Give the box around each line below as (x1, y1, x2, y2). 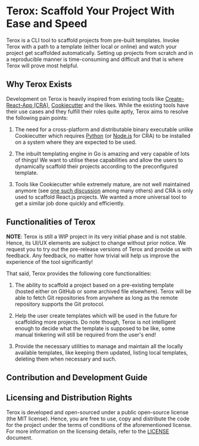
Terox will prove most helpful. (6, 61, 79, 69)
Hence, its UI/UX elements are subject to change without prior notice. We (6, 239, 186, 246)
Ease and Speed (6, 17, 88, 30)
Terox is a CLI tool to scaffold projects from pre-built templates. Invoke (6, 36, 180, 44)
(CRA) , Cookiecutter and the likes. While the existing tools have (33, 101, 189, 109)
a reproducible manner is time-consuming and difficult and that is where (6, 56, 184, 63)
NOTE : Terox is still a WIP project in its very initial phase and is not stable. (6, 233, 186, 240)
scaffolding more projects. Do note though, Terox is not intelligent (14, 318, 176, 325)
